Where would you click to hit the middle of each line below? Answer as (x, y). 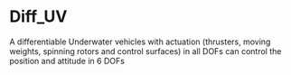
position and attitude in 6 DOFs (67, 61)
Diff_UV (38, 17)
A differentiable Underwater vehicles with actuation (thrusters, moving (140, 42)
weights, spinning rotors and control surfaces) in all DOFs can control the (145, 51)
